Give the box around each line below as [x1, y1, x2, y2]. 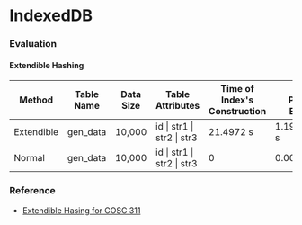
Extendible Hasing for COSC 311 [22, 204, 141, 216]
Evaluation [9, 38, 57, 50]
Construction [208, 105, 267, 118]
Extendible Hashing [9, 59, 84, 70]
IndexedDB [9, 5, 93, 26]
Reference [9, 184, 56, 197]
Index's [221, 94, 254, 106]
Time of [219, 83, 254, 95]
